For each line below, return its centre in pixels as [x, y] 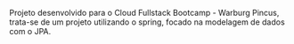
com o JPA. [30, 31]
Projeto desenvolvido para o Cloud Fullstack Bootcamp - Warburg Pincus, [144, 13]
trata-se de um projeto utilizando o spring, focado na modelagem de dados [147, 22]
